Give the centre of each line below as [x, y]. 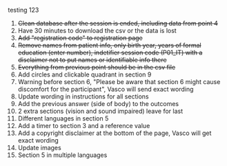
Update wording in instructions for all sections [83, 96]
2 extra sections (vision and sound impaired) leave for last [100, 111]
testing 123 [23, 10]
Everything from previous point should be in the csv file [97, 67]
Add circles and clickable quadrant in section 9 [85, 74]
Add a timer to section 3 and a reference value [84, 126]
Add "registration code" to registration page [80, 38]
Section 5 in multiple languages [62, 155]
